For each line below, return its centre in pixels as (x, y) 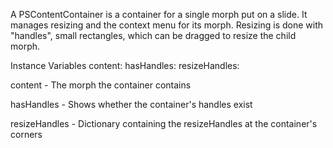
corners (26, 134)
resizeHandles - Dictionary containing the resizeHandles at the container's (164, 123)
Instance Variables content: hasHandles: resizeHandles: (125, 65)
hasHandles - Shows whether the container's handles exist (131, 104)
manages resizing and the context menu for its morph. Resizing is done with (167, 25)
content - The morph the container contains (101, 85)
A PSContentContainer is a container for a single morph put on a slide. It (159, 14)
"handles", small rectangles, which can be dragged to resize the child (153, 35)
